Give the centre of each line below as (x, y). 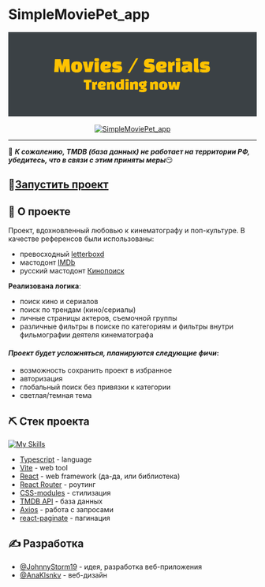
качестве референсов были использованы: (81, 239)
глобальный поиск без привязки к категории (95, 387)
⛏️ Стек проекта (49, 421)
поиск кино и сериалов (59, 301)
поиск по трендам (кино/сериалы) (78, 310)
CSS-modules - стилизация (65, 492)
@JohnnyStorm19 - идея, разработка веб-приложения (111, 567)
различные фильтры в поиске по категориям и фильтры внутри (127, 326)
